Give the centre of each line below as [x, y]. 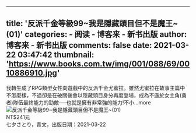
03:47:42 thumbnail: [56, 55]
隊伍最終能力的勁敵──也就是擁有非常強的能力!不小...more [82, 102]
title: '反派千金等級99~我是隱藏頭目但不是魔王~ [92, 24]
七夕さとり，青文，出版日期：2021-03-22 [56, 124]
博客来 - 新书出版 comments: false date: [79, 45]
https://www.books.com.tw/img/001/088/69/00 [99, 64]
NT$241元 [18, 117]
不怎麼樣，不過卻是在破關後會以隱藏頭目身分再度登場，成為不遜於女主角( [94, 95]
